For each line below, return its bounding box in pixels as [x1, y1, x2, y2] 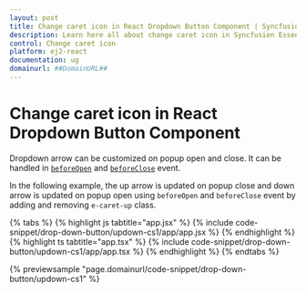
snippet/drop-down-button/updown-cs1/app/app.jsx [9, 227, 207, 237]
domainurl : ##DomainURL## [9, 65, 107, 74]
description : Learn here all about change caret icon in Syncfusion [9, 30, 275, 39]
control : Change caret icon [9, 38, 117, 48]
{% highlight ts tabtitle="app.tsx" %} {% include [9, 236, 189, 247]
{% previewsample [9, 263, 80, 274]
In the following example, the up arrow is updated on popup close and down [9, 179, 295, 191]
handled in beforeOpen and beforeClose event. [9, 162, 181, 173]
